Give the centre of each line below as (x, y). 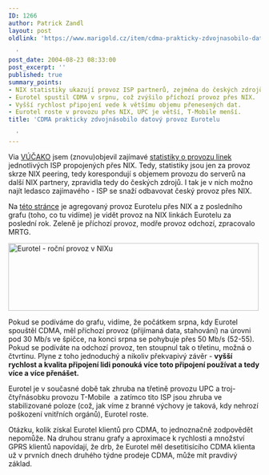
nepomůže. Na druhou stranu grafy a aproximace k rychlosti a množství (126, 438)
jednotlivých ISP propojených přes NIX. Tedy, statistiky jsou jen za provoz (129, 165)
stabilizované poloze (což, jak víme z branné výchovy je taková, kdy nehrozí (133, 405)
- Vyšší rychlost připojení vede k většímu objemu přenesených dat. (125, 105)
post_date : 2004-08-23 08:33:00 (62, 60)
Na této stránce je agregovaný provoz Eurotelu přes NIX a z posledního (125, 206)
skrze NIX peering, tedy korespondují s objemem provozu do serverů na (127, 174)
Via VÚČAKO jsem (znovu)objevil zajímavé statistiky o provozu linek (120, 156)
